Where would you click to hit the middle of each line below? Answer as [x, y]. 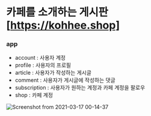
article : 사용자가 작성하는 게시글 [53, 73]
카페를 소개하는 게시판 [57, 12]
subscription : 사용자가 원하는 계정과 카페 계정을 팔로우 [80, 88]
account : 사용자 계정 [40, 58]
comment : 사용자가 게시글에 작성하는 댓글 [65, 80]
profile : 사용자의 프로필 [43, 65]
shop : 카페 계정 [34, 95]
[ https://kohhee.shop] [63, 25]
